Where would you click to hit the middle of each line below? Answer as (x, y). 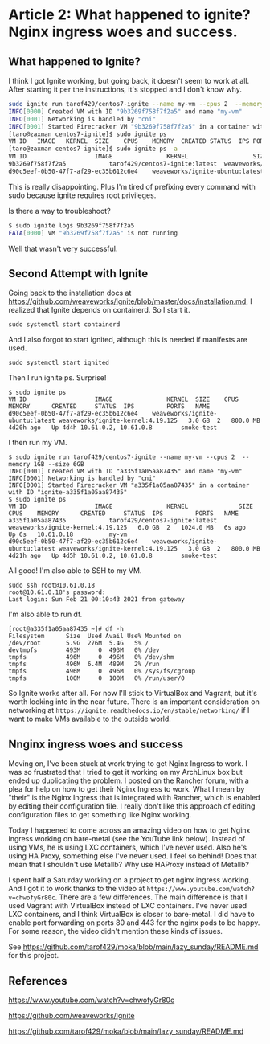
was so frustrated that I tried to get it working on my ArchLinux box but (125, 772)
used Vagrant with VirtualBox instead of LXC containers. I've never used (128, 906)
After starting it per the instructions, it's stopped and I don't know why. (125, 89)
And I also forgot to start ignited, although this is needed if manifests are (128, 340)
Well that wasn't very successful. (63, 248)
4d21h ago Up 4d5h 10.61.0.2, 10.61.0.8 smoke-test (113, 556)
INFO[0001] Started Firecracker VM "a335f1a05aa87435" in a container (129, 485)
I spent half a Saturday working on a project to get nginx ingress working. (130, 880)
